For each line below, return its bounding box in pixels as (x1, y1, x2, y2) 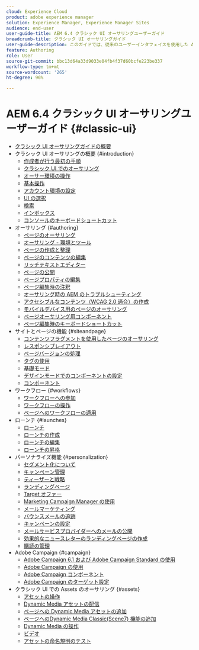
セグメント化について (23, 461, 76, 468)
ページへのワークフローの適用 (23, 409, 97, 416)
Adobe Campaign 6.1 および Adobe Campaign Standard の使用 (23, 556, 176, 563)
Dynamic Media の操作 (23, 623, 79, 630)
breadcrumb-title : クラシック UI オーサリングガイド (6, 36, 126, 42)
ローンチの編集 (23, 439, 60, 446)
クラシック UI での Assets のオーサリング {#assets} (14, 585, 140, 593)
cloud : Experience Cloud (6, 8, 68, 15)
